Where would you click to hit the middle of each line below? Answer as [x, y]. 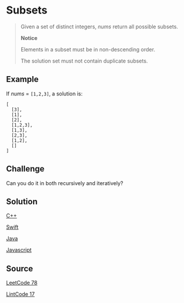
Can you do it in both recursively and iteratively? [65, 183]
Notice [29, 38]
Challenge [25, 169]
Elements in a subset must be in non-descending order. [88, 49]
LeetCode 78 [22, 283]
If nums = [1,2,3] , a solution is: [44, 93]
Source [20, 269]
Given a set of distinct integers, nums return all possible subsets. [99, 27]
